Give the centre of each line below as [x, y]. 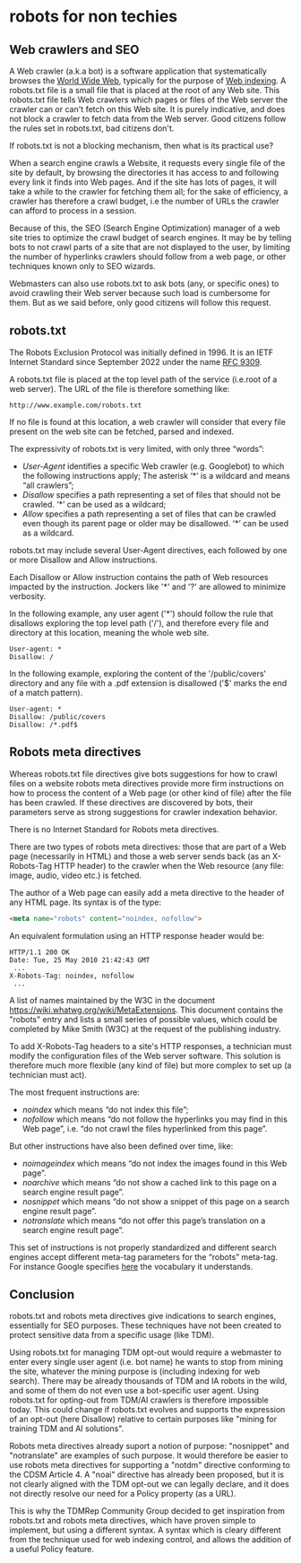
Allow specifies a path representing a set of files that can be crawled [149, 514]
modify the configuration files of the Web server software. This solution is [145, 1055]
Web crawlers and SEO [74, 50]
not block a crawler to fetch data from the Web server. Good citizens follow [148, 119]
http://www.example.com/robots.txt [76, 405]
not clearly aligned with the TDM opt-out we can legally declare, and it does [149, 1484]
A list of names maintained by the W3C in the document [112, 1000]
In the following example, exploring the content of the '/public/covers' [138, 673]
